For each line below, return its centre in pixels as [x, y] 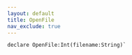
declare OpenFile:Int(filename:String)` [67, 45]
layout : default [31, 13]
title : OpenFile [31, 20]
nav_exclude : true [34, 26]
